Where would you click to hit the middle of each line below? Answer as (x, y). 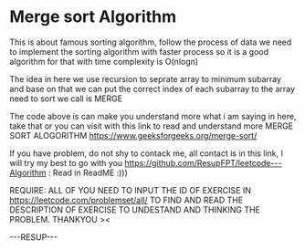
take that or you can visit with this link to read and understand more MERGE (152, 126)
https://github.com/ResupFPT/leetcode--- (203, 162)
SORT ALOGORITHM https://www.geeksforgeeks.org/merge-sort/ (133, 135)
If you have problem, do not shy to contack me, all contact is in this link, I (147, 153)
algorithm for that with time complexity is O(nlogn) (104, 61)
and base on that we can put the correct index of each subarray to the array (152, 89)
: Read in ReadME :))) (88, 172)
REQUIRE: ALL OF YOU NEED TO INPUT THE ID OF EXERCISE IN (130, 190)
